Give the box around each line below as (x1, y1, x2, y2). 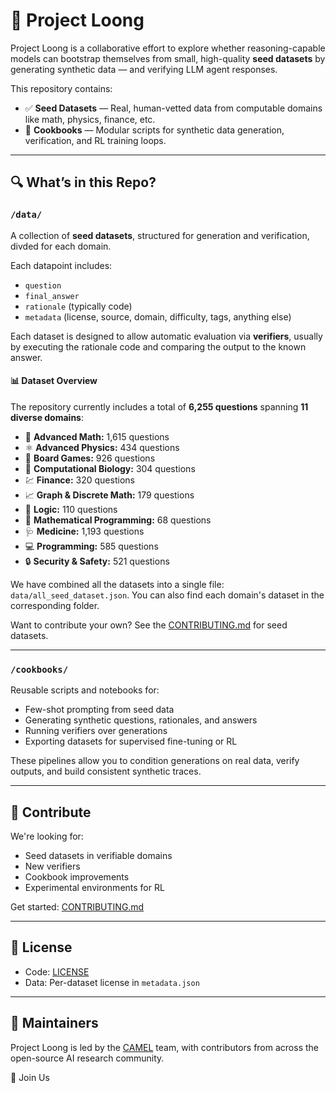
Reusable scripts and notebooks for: (10, 684, 160, 696)
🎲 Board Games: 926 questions (24, 452, 156, 464)
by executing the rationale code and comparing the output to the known (10, 340, 307, 353)
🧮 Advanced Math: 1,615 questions (24, 430, 170, 443)
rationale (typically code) (24, 300, 133, 312)
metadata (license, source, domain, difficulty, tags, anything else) (24, 310, 292, 323)
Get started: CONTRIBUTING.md (10, 900, 145, 913)
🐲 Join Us (10, 1071, 50, 1083)
